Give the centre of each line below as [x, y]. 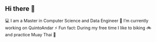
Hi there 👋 [20, 9]
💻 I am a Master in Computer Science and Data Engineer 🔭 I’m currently [77, 21]
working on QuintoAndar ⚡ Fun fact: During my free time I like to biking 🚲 [78, 28]
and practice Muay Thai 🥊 [31, 34]
